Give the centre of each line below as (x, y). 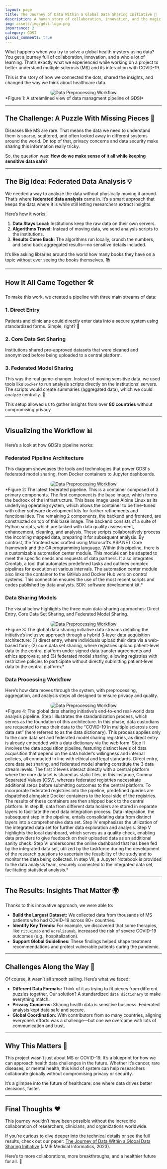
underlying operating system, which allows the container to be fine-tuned (80, 505)
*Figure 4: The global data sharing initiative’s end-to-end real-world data (80, 711)
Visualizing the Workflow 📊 (49, 430)
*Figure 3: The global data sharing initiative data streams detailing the (77, 629)
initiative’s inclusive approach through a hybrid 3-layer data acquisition (78, 635)
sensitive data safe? (27, 161)
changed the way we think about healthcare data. (56, 82)
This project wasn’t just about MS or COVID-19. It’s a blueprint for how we (81, 1058)
